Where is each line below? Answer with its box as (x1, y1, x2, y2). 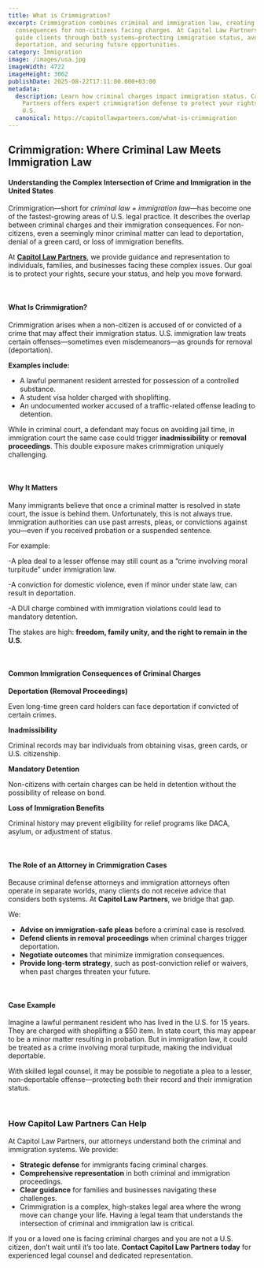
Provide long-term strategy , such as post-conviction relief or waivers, (19, 959, 249, 968)
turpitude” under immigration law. (8, 565, 116, 574)
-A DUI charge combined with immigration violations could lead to (8, 603, 222, 613)
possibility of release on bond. (8, 788, 106, 797)
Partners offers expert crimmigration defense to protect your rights (22, 99, 258, 107)
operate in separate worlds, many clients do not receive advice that (8, 886, 226, 896)
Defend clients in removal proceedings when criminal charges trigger (19, 934, 247, 943)
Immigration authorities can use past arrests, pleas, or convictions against (8, 517, 247, 527)
